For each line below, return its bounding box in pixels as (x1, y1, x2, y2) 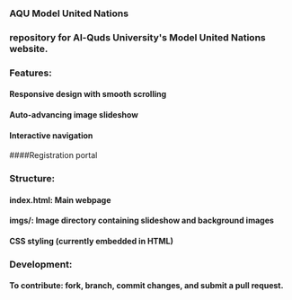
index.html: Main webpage (9, 194, 111, 205)
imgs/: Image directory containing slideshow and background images (9, 215, 274, 226)
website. (9, 42, 49, 55)
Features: (9, 66, 52, 79)
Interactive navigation (9, 129, 93, 141)
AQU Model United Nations (9, 7, 128, 20)
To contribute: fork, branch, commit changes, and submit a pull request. (9, 280, 284, 291)
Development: (9, 258, 73, 270)
